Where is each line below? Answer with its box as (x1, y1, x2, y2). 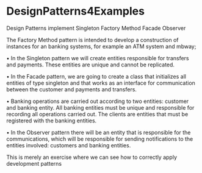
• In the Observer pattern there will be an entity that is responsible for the (6, 129, 191, 136)
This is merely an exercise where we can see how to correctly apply (6, 154, 178, 161)
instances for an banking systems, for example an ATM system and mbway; (6, 43, 197, 50)
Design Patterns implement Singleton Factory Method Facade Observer (6, 24, 186, 32)
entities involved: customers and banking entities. (6, 141, 131, 149)
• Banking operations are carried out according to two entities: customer (6, 97, 189, 105)
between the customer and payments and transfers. (6, 85, 137, 93)
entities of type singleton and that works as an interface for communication (6, 79, 195, 86)
